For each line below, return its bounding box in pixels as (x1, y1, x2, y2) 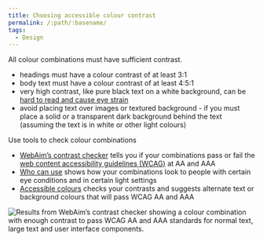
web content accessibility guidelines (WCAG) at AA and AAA (19, 159, 216, 169)
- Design (15, 33, 44, 42)
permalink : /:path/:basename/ (8, 19, 108, 27)
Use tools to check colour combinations (8, 135, 137, 145)
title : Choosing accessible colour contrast (8, 11, 156, 20)
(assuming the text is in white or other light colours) (19, 120, 187, 130)
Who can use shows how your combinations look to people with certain (19, 167, 251, 177)
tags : (8, 26, 26, 34)
